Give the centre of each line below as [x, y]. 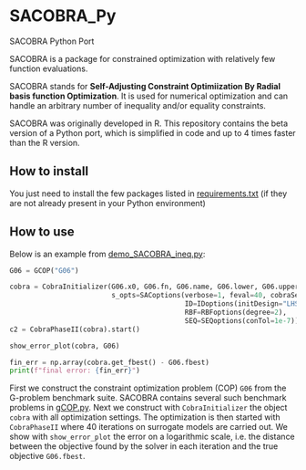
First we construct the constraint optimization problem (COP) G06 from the [148, 388]
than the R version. [45, 142]
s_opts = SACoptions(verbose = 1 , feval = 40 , [189, 296]
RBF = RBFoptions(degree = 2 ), [235, 313]
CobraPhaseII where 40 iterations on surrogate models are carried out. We [149, 427]
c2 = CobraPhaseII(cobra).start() [75, 329]
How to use [42, 232]
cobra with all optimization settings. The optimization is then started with [145, 417]
